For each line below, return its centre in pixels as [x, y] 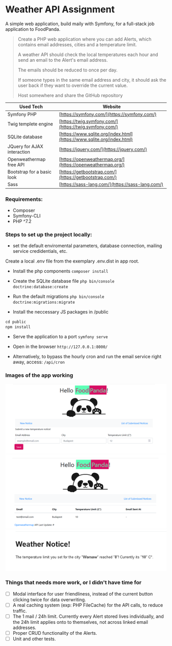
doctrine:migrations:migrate [44, 302]
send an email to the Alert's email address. [63, 60]
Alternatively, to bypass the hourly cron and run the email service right [87, 357]
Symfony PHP [22, 114]
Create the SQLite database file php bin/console [63, 281]
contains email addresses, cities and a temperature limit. [77, 44]
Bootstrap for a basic [29, 172]
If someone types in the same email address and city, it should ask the [92, 80]
